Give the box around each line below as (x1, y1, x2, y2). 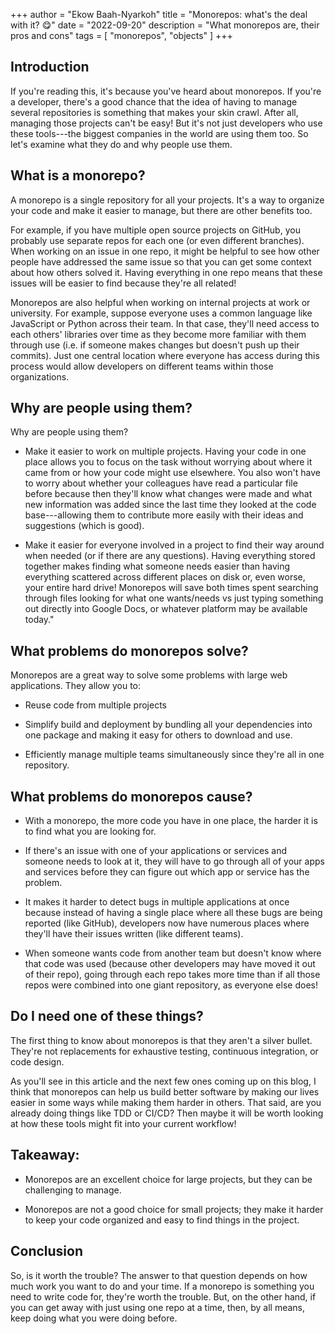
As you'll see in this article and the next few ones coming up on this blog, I (10, 1075, 317, 1087)
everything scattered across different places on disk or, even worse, (24, 571, 306, 583)
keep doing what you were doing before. (10, 1312, 178, 1324)
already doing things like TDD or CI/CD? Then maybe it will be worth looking (10, 1107, 324, 1119)
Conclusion (10, 1243, 84, 1260)
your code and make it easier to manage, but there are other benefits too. (10, 204, 313, 216)
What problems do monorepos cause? (10, 788, 253, 805)
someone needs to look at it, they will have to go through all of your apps (24, 855, 325, 868)
